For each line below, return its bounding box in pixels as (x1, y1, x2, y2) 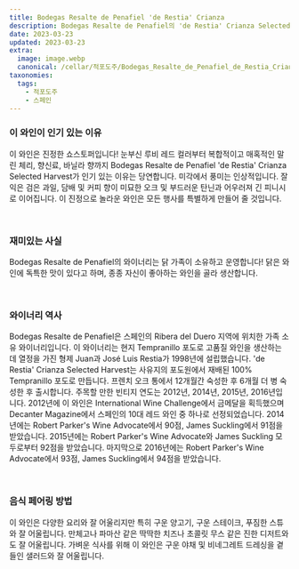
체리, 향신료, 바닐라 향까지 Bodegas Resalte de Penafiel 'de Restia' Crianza (18, 159, 287, 170)
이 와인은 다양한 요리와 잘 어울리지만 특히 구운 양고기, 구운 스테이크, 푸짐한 (9, 517, 268, 527)
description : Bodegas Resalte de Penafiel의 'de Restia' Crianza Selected (9, 21, 291, 30)
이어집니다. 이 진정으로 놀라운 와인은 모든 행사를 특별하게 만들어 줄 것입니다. (18, 193, 282, 204)
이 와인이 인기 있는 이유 (9, 126, 102, 139)
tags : (17, 79, 38, 88)
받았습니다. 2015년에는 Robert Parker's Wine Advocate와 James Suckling (9, 431, 274, 442)
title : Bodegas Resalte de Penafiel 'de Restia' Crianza (9, 12, 225, 22)
